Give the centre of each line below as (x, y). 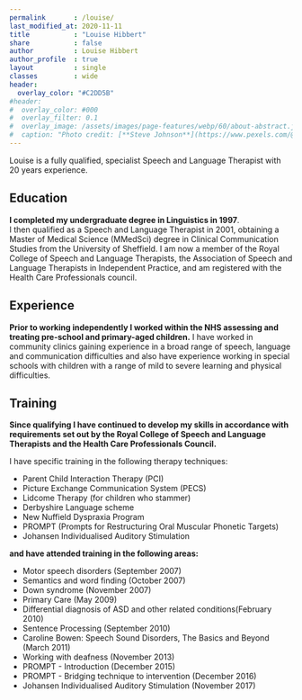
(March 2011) (46, 648)
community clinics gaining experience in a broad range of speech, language (150, 346)
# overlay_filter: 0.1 (54, 118)
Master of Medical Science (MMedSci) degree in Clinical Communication (144, 238)
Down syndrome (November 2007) (87, 590)
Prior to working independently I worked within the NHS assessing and (144, 327)
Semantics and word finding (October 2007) (104, 580)
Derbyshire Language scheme (78, 507)
